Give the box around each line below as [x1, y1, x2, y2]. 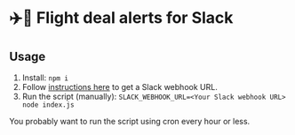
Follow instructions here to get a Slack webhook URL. [21, 82, 218, 92]
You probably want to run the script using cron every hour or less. [9, 116, 251, 126]
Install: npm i [21, 72, 69, 83]
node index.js [21, 101, 75, 109]
